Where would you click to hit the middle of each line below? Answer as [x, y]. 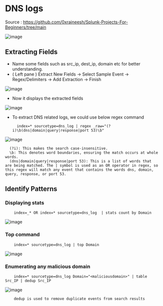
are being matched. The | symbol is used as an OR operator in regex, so [82, 165]
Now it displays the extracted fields [48, 98]
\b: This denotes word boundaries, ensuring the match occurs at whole [84, 153]
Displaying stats [25, 203]
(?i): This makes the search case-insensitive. [59, 148]
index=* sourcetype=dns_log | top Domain [56, 245]
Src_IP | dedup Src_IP [28, 281]
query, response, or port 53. [36, 174]
